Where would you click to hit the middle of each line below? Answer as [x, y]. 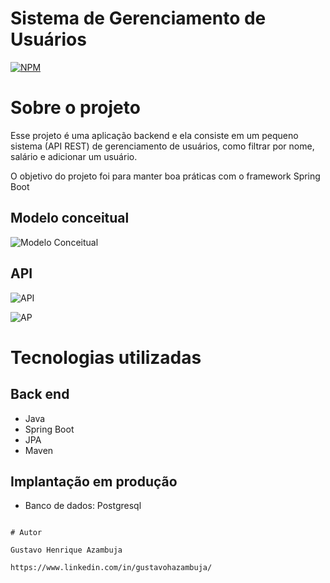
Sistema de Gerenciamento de [138, 18]
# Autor [26, 533]
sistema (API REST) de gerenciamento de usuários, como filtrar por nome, [162, 146]
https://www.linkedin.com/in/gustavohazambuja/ [111, 568]
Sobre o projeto [75, 108]
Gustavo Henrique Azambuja [66, 550]
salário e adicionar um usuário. [74, 156]
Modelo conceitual [70, 218]
